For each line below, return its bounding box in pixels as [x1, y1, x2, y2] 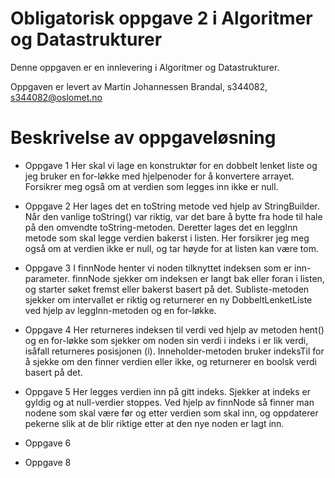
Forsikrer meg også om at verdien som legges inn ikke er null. [24, 180, 279, 192]
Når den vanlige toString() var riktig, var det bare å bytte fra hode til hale [24, 210, 323, 222]
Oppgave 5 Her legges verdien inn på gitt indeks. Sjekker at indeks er [24, 385, 312, 397]
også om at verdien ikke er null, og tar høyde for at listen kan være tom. [24, 242, 319, 254]
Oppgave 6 [24, 437, 72, 449]
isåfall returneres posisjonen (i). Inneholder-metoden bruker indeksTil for [24, 345, 325, 357]
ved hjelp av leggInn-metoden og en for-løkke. [24, 304, 217, 316]
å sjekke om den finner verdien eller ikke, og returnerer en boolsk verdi [24, 355, 317, 367]
